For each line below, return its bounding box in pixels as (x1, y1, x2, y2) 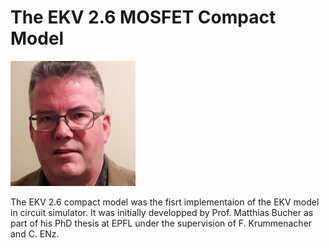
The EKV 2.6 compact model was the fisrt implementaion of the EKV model (10, 196, 320, 208)
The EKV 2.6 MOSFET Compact (10, 6, 277, 29)
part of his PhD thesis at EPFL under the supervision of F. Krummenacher (10, 217, 313, 229)
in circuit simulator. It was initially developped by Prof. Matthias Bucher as (10, 206, 314, 218)
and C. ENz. (10, 227, 60, 240)
